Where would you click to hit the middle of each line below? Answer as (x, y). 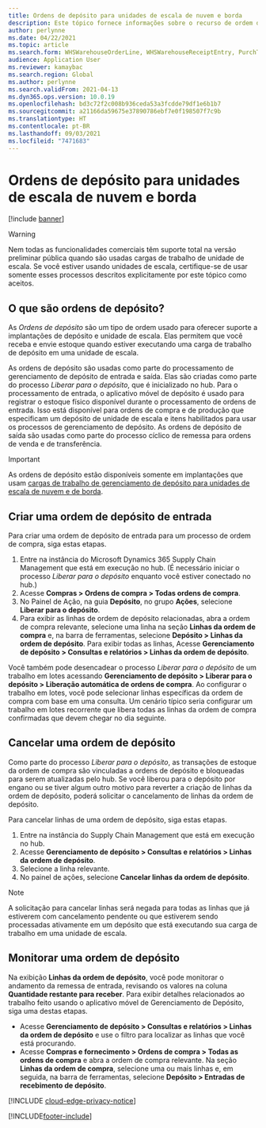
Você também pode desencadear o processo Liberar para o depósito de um (133, 668)
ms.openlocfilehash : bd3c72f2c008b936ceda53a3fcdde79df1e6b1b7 (115, 104)
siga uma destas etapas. (48, 1011)
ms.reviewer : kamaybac (46, 67)
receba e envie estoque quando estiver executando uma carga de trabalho (130, 344)
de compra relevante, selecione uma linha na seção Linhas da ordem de (137, 627)
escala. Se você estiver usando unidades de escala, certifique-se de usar (128, 267)
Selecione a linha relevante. (65, 869)
